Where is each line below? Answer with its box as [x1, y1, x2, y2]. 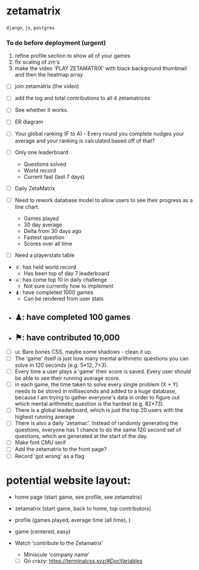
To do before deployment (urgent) [6, 39, 106, 47]
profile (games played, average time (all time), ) [14, 516, 131, 524]
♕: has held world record [14, 263, 77, 270]
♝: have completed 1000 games [14, 288, 94, 295]
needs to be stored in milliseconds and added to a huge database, [14, 388, 177, 395]
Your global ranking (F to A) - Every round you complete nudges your [14, 130, 185, 137]
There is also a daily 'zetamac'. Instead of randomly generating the [14, 420, 178, 427]
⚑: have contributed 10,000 [14, 332, 120, 342]
